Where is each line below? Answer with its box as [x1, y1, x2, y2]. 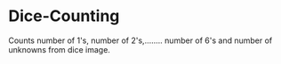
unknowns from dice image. [8, 44, 110, 54]
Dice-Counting [8, 6, 120, 26]
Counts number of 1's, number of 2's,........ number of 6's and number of [8, 35, 273, 46]
